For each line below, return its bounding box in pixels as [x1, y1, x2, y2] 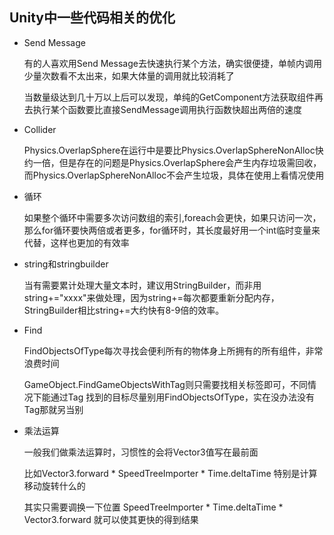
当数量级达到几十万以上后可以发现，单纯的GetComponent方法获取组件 [23, 91, 316, 103]
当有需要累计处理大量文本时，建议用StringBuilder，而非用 [23, 279, 262, 291]
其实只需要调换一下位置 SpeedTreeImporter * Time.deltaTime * [23, 501, 284, 513]
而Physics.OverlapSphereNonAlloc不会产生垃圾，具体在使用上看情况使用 [23, 169, 325, 181]
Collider [23, 123, 57, 135]
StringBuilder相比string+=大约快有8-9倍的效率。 [23, 304, 225, 316]
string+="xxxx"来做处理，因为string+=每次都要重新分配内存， [23, 291, 280, 303]
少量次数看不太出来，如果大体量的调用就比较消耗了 [23, 69, 235, 82]
